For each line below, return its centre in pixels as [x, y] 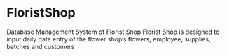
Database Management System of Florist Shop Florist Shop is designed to [113, 32]
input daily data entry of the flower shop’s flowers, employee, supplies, [109, 39]
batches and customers [41, 46]
